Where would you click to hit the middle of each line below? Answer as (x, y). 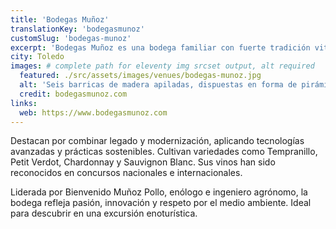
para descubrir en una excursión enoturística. (104, 213)
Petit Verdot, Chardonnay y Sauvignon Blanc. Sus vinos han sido (143, 162)
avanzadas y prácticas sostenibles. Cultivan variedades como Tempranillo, (164, 152)
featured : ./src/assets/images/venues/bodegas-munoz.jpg (140, 76)
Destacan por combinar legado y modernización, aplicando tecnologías (157, 141)
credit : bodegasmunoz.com (73, 94)
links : (24, 103)
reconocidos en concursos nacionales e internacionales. (126, 173)
